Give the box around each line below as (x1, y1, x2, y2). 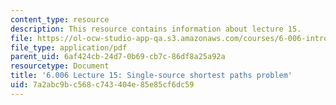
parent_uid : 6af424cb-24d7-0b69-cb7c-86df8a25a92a (10, 52, 226, 62)
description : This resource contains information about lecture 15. (10, 24, 302, 34)
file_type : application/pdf (10, 42, 128, 53)
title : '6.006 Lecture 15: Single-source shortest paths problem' (10, 71, 293, 81)
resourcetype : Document (10, 61, 110, 71)
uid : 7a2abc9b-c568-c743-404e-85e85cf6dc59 (10, 80, 195, 90)
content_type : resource (10, 14, 110, 25)
